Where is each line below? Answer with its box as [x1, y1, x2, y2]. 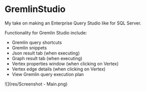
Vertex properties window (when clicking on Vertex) [11, 60, 119, 66]
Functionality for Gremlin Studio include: [4, 29, 87, 35]
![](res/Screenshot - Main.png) [4, 81, 68, 87]
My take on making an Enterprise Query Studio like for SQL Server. [4, 20, 142, 26]
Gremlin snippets [11, 44, 47, 50]
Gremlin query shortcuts [11, 39, 62, 45]
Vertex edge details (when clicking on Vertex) [11, 66, 106, 72]
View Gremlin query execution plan [11, 71, 84, 77]
